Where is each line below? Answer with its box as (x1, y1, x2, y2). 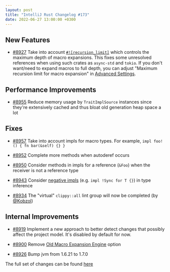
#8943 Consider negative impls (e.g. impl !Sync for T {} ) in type (12, 177, 151, 183)
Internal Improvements (5, 213, 79, 221)
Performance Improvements (5, 85, 96, 94)
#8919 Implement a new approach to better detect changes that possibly (12, 226, 165, 232)
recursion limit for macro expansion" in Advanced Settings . (12, 71, 136, 77)
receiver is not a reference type (12, 167, 79, 173)
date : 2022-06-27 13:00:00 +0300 (5, 17, 76, 22)
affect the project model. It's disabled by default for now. (12, 231, 131, 237)
